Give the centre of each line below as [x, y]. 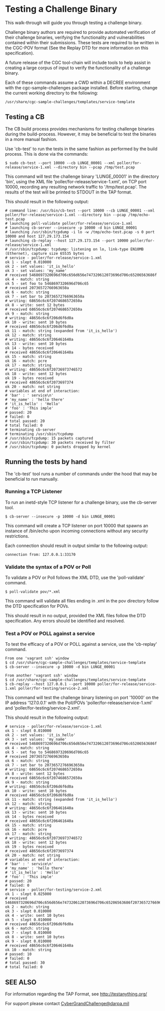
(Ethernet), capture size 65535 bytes [45, 253]
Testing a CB [25, 117]
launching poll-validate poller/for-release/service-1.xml [71, 223]
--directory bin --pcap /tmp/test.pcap [94, 167]
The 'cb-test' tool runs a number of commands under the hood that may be [81, 474]
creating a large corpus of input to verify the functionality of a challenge [78, 68]
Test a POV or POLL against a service [50, 633]
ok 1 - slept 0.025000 [28, 894]
